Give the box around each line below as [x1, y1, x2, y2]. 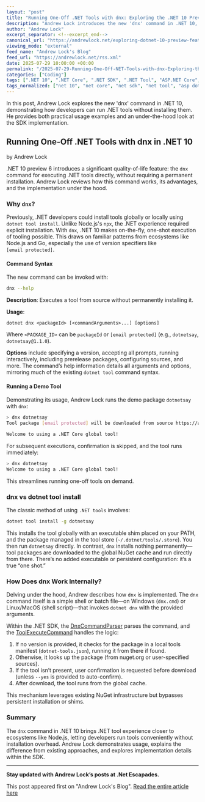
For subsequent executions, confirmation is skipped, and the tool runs [6, 443, 182, 450]
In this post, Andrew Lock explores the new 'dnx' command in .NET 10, [6, 100, 184, 107]
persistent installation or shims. [6, 698, 85, 705]
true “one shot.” [6, 562, 46, 569]
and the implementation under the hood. [6, 184, 108, 191]
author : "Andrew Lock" [6, 26, 64, 32]
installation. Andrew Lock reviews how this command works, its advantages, [6, 178, 198, 185]
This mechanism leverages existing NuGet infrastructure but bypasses [6, 691, 184, 699]
